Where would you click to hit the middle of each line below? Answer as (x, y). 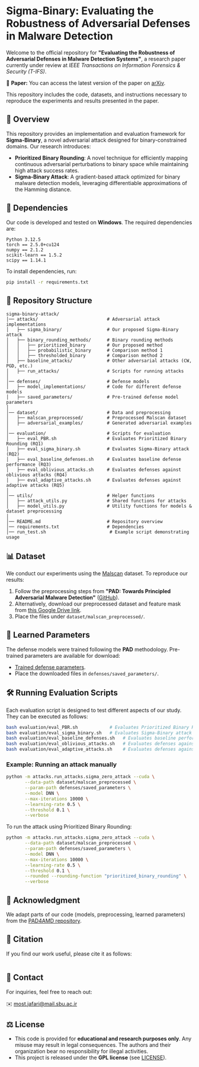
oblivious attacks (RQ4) (37, 475)
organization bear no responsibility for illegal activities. (81, 1052)
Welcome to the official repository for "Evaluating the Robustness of (91, 52)
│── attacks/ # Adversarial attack (83, 319)
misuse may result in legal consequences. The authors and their (93, 1045)
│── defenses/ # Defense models (78, 382)
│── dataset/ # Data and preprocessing (88, 413)
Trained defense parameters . (50, 667)
